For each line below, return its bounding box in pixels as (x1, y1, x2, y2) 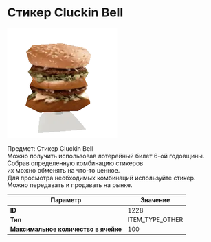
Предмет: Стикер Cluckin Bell (7, 144, 93, 152)
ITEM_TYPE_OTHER (127, 215, 184, 223)
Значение (140, 196, 170, 204)
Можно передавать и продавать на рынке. (7, 180, 133, 189)
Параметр (50, 196, 82, 204)
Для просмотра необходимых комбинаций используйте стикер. (7, 173, 196, 182)
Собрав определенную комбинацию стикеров (7, 159, 144, 167)
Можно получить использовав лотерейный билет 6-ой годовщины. (7, 152, 205, 160)
